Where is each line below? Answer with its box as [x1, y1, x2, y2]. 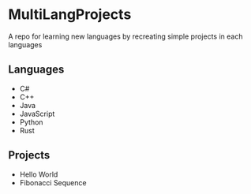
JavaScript [19, 109, 55, 118]
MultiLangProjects [8, 6, 132, 24]
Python [19, 117, 43, 127]
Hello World [19, 170, 58, 179]
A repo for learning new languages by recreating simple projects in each [8, 32, 243, 41]
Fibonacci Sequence [19, 177, 87, 187]
